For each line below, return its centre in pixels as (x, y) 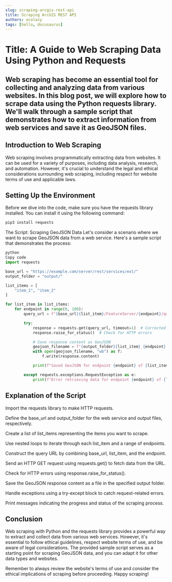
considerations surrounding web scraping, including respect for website (81, 174)
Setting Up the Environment (50, 196)
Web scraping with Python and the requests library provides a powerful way (85, 531)
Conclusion (24, 519)
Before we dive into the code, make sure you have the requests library (79, 208)
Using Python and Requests (66, 61)
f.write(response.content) (71, 356)
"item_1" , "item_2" (35, 290)
